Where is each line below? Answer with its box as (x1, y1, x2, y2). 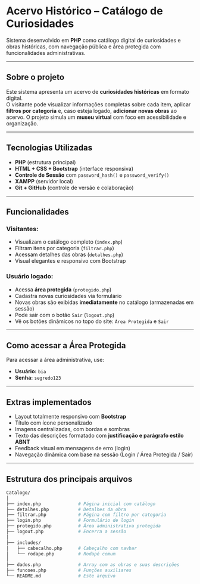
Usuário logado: (6, 272, 54, 281)
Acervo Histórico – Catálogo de (6, 4, 163, 18)
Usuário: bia (14, 368, 46, 375)
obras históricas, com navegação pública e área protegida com (6, 43, 161, 50)
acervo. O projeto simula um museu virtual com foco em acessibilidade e (6, 113, 186, 121)
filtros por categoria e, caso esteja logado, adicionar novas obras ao (6, 107, 177, 114)
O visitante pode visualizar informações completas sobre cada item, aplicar (6, 100, 191, 108)
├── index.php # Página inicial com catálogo (6, 500, 156, 507)
